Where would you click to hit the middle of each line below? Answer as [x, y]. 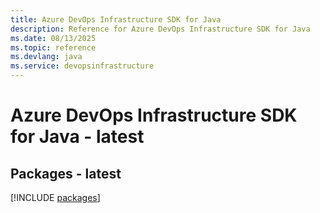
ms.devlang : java [46, 57]
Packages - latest [66, 173]
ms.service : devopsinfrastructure [82, 66]
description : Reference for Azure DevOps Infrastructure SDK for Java [160, 29]
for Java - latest [77, 137]
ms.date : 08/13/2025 [53, 38]
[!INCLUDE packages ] [55, 197]
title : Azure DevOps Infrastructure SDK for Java [116, 19]
